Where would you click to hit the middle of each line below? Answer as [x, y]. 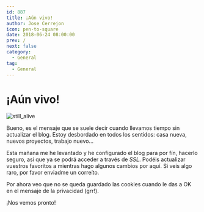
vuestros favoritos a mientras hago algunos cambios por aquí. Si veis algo [99, 166]
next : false [21, 47]
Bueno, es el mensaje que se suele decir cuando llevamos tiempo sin [93, 128]
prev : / [16, 40]
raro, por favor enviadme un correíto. [53, 173]
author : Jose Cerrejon [35, 23]
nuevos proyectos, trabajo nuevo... [50, 141]
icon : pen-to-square [33, 29]
